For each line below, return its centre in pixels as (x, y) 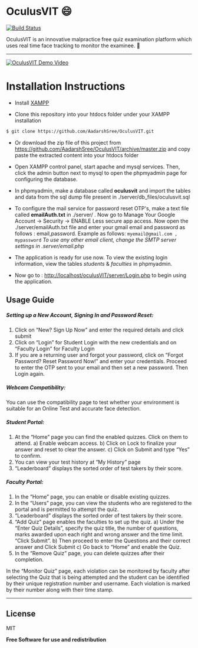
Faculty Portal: (25, 482)
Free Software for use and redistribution (56, 639)
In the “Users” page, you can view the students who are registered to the (103, 503)
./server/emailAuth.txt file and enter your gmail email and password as (100, 227)
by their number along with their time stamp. (60, 590)
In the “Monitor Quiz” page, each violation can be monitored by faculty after (98, 571)
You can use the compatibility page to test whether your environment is (93, 402)
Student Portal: (25, 422)
